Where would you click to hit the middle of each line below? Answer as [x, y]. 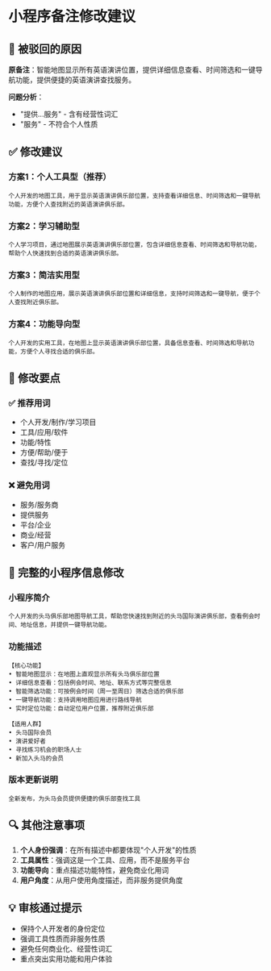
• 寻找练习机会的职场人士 [45, 750]
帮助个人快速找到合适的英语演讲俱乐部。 [65, 253]
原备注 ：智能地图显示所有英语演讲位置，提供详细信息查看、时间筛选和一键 [132, 70]
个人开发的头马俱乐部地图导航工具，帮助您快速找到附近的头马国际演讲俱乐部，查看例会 [131, 617]
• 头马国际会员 [30, 732]
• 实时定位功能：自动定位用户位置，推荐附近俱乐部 [81, 708]
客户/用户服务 [43, 544]
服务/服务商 [39, 504]
